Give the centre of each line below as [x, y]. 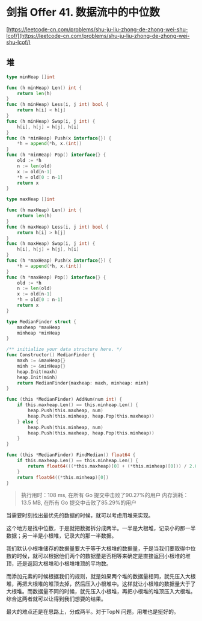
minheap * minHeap [39, 333]
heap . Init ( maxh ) [38, 372]
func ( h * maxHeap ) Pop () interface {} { [56, 277]
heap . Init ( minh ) [38, 377]
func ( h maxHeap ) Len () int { [44, 210]
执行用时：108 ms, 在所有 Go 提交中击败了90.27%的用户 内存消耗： [105, 495]
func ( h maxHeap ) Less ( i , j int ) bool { [58, 227]
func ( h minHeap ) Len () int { [44, 88]
